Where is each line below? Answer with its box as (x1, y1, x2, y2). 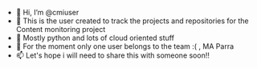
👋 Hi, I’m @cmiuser (15, 8, 80, 17)
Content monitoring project (15, 25, 106, 34)
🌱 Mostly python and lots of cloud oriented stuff (15, 33, 175, 42)
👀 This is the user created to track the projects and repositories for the (15, 16, 249, 26)
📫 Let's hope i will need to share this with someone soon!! (15, 50, 210, 60)
